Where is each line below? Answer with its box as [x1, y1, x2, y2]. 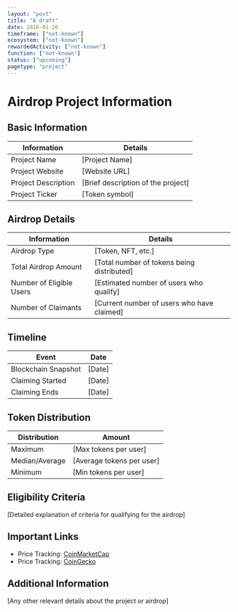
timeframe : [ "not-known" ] [7, 30, 84, 38]
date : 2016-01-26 [7, 23, 59, 30]
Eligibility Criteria [7, 492, 86, 504]
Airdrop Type [11, 246, 55, 256]
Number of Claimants [11, 302, 82, 312]
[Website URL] [81, 166, 130, 176]
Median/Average [11, 456, 66, 466]
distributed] [94, 266, 133, 276]
